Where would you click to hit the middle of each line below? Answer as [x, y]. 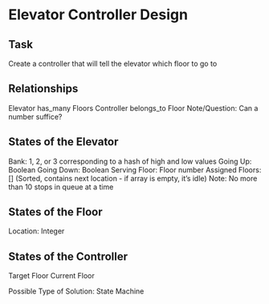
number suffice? [35, 116]
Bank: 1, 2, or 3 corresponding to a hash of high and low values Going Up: [130, 161]
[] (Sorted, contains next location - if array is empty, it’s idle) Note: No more [133, 178]
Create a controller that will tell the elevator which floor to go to [113, 63]
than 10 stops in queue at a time [61, 187]
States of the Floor [55, 212]
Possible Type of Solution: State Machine [76, 291]
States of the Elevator [63, 142]
